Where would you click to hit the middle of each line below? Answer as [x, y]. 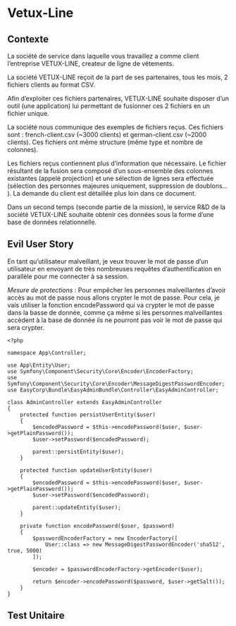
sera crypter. [26, 327]
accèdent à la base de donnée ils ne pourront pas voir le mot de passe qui [115, 320]
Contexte [28, 39]
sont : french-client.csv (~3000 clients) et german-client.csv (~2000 [107, 135]
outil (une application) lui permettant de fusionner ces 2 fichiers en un [108, 106]
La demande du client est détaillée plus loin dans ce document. [105, 193]
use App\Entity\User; [39, 365]
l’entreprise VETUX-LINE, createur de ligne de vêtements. [91, 64]
